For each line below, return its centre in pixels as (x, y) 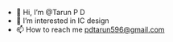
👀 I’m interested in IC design (63, 21)
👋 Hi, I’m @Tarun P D (51, 12)
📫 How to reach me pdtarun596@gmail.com (90, 29)
